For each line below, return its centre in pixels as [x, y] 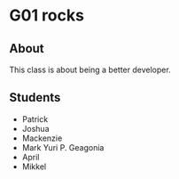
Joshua [35, 128]
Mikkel [34, 167]
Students [35, 98]
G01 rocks [47, 16]
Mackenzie [42, 138]
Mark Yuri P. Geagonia [63, 147]
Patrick [35, 119]
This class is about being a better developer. [90, 69]
